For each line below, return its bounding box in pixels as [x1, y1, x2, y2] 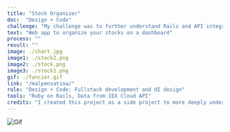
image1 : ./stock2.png [7, 55, 69, 62]
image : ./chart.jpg [7, 49, 63, 55]
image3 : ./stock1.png [7, 67, 69, 74]
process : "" [7, 36, 41, 42]
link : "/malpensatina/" [7, 80, 75, 87]
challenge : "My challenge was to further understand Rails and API [7, 23, 204, 29]
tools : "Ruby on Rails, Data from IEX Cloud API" [7, 93, 152, 100]
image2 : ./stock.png [7, 61, 66, 68]
